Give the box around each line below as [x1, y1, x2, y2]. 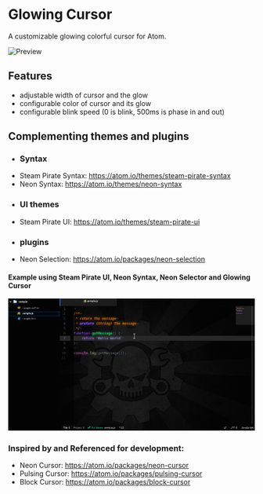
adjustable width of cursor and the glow [19, 90, 149, 100]
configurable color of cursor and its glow [19, 98, 151, 108]
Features [8, 69, 52, 83]
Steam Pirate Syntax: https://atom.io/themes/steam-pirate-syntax [19, 171, 231, 181]
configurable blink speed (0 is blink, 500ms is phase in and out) [19, 107, 225, 116]
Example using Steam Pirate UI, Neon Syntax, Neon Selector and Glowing [8, 273, 250, 282]
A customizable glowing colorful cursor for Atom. [8, 31, 167, 41]
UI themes [19, 199, 60, 210]
